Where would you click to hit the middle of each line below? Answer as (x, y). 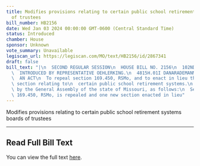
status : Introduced (30, 34)
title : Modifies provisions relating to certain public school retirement (101, 12)
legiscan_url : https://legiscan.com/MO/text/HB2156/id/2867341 (86, 56)
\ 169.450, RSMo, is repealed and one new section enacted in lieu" (98, 95)
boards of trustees (29, 118)
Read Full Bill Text (40, 143)
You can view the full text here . (44, 157)
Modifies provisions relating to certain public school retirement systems (94, 112)
